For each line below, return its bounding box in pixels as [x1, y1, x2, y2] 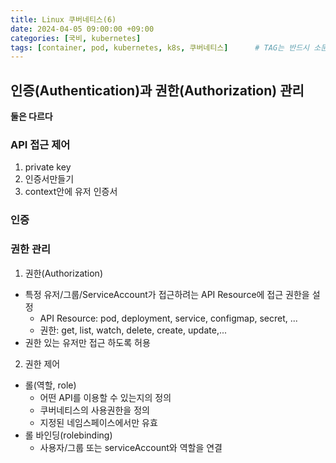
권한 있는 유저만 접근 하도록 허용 [24, 336, 151, 348]
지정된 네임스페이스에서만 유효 [39, 416, 158, 428]
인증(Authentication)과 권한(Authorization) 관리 [10, 82, 305, 99]
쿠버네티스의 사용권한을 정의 [39, 404, 150, 416]
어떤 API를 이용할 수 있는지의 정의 [39, 391, 172, 403]
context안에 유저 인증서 [24, 186, 118, 198]
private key [24, 161, 72, 173]
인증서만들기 [24, 173, 75, 185]
